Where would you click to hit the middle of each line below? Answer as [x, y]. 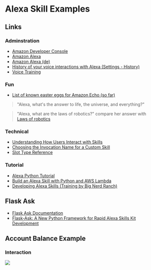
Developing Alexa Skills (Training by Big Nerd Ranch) [65, 186]
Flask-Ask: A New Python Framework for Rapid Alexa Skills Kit [74, 218]
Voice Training [26, 72]
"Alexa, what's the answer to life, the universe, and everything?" [81, 104]
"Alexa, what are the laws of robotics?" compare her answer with [82, 114]
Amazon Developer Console [40, 51]
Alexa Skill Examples [48, 9]
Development [25, 223]
